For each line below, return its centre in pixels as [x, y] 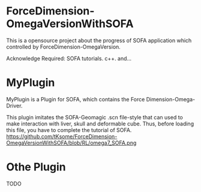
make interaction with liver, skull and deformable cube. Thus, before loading [100, 124]
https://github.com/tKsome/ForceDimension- [62, 136]
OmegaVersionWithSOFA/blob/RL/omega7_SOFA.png [71, 143]
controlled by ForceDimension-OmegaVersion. [64, 47]
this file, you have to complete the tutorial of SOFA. [69, 130]
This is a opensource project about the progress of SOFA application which [99, 40]
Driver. [14, 106]
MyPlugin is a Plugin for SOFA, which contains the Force [76, 99]
